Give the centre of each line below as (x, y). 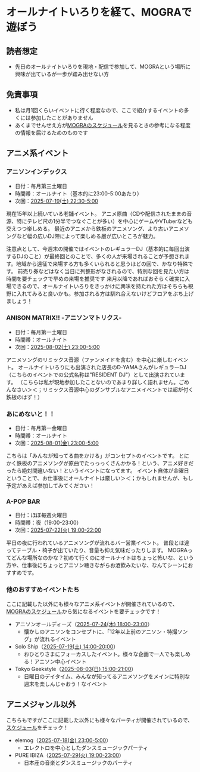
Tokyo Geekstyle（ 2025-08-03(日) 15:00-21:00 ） (76, 669)
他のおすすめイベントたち (43, 590)
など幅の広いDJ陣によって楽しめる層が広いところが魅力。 (87, 236)
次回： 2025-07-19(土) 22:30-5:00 (56, 201)
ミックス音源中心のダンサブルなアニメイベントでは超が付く (121, 390)
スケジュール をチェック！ (37, 727)
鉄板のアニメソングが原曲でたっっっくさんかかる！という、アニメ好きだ (105, 463)
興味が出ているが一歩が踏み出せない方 (62, 74)
